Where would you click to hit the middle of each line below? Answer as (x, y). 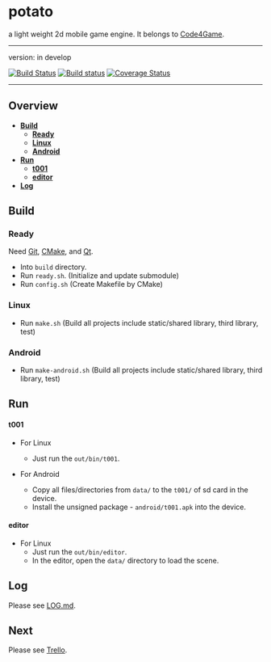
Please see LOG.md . (42, 605)
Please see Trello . (38, 650)
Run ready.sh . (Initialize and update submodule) (100, 276)
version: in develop (40, 57)
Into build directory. (53, 267)
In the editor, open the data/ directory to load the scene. (125, 560)
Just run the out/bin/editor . (79, 551)
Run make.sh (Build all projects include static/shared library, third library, (139, 323)
